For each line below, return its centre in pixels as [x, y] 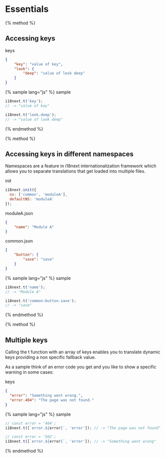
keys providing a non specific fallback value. [51, 357]
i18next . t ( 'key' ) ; [24, 101]
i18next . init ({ [21, 190]
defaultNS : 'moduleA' [32, 199]
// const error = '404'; [31, 423]
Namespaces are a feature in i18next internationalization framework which [81, 166]
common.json [19, 241]
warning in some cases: [29, 372]
